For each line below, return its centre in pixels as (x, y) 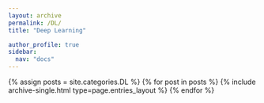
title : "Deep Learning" (47, 30)
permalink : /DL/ (35, 23)
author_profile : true (44, 44)
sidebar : (23, 52)
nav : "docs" (35, 59)
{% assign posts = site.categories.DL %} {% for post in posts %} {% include (132, 82)
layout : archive (35, 15)
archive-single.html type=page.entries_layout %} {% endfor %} (111, 90)
